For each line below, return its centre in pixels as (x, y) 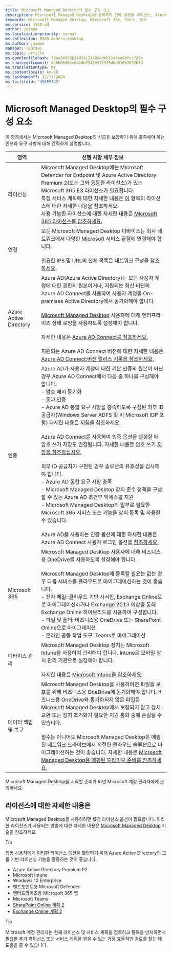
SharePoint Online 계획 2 (38, 905)
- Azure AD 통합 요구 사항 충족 (76, 481)
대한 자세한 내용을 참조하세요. (85, 206)
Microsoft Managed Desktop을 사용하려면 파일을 (98, 684)
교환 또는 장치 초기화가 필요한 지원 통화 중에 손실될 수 (101, 715)
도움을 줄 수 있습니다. (26, 945)
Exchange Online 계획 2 (37, 911)
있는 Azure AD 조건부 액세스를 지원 (93, 497)
